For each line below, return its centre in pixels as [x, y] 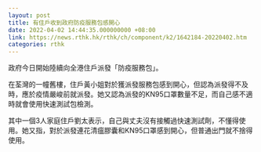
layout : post [29, 15]
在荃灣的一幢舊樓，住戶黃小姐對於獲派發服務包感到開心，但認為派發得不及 [128, 85]
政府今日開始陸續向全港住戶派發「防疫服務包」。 [85, 68]
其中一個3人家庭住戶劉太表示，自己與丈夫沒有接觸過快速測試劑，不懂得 [123, 121]
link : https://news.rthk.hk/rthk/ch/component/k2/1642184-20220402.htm [127, 37]
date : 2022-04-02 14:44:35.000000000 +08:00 [82, 30]
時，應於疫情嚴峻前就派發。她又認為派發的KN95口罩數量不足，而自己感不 [127, 94]
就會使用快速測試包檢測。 [56, 104]
